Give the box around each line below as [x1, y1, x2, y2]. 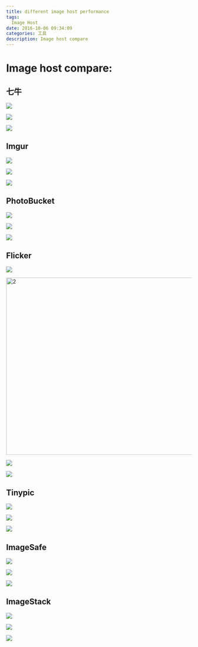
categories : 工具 [6, 31, 47, 37]
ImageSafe [6, 542, 47, 552]
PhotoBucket [6, 196, 55, 206]
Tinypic [6, 487, 35, 498]
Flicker [6, 251, 32, 261]
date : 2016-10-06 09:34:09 [6, 25, 72, 31]
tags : [6, 14, 19, 20]
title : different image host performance [6, 8, 110, 15]
